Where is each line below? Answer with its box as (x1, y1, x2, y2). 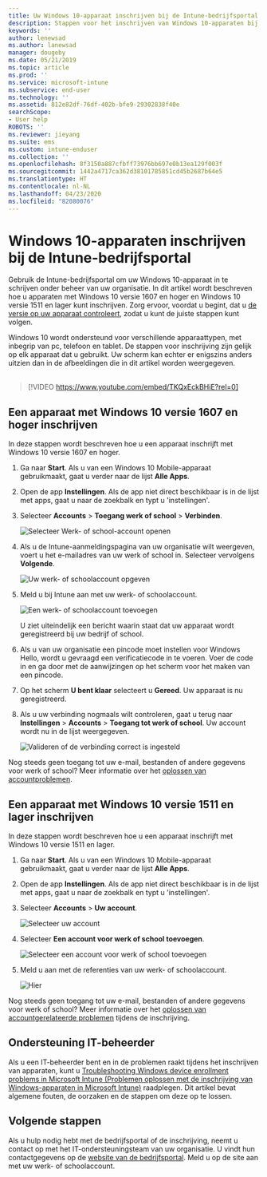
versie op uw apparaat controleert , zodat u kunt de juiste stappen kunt (8, 309, 240, 319)
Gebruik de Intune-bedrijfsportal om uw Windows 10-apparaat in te (8, 275, 229, 284)
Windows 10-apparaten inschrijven (8, 232, 246, 250)
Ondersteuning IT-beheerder (8, 1036, 155, 1050)
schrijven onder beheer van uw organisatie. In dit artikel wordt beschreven (8, 283, 253, 293)
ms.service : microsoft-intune (8, 78, 109, 86)
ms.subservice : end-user (8, 85, 91, 94)
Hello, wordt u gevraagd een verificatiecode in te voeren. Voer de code (19, 653, 253, 663)
